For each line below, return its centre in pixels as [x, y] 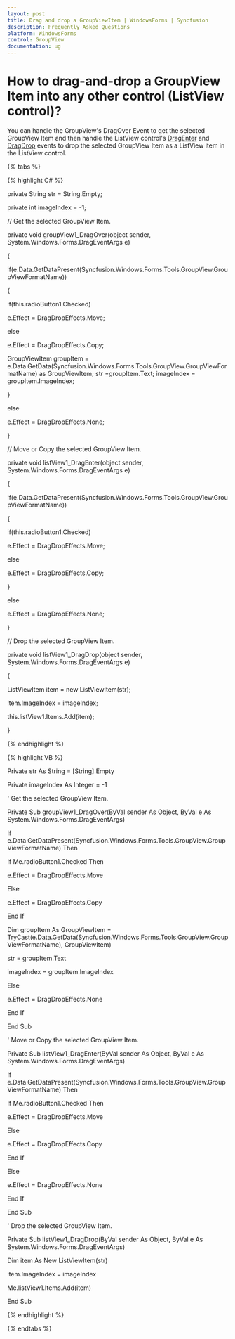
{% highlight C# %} [35, 180]
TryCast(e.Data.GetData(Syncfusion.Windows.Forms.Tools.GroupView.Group [118, 937]
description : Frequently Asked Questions [69, 27]
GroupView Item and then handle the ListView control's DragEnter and [108, 138]
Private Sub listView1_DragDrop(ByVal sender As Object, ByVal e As [105, 1239]
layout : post [26, 14]
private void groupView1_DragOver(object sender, [79, 234]
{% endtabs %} [29, 1328]
